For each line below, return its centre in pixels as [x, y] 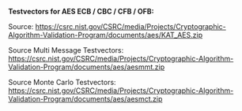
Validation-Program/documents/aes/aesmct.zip [85, 99]
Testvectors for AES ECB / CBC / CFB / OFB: [81, 11]
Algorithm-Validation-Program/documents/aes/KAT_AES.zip [106, 35]
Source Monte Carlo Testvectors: [62, 82]
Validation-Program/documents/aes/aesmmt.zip [87, 67]
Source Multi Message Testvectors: [66, 50]
